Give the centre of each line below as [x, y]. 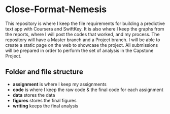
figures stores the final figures [45, 100]
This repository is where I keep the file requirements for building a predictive [85, 23]
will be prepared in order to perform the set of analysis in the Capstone [79, 50]
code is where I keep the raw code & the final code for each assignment [88, 90]
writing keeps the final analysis [45, 106]
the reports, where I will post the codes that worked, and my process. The [82, 34]
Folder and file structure [44, 72]
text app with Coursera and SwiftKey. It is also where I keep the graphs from [85, 28]
